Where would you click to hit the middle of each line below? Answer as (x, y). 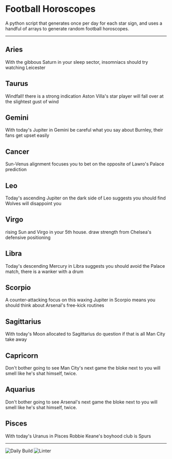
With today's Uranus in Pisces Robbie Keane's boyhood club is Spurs (78, 436)
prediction (16, 170)
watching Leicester (26, 67)
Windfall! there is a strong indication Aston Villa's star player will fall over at (84, 96)
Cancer (17, 151)
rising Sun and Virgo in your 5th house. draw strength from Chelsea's (79, 232)
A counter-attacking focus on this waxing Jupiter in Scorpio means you (80, 300)
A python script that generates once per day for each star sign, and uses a (84, 23)
